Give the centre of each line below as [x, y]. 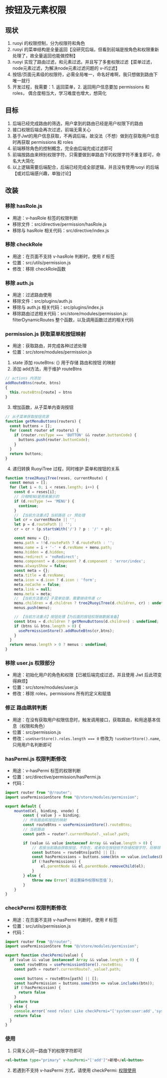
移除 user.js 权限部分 [30, 663]
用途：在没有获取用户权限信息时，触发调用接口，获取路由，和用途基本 [84, 719]
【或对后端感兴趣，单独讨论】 [43, 173]
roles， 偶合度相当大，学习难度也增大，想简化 [59, 93]
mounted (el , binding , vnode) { [46, 811]
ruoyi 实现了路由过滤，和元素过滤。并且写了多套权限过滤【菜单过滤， [83, 62]
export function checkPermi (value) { [44, 955]
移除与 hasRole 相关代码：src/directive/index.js [61, 230]
